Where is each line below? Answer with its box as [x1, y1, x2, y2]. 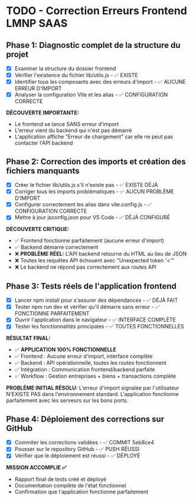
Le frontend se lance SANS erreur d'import [14, 121, 119, 128]
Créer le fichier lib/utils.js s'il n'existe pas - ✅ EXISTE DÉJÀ [14, 182, 158, 189]
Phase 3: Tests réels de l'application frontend [6, 281, 177, 291]
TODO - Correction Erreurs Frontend [6, 4, 188, 18]
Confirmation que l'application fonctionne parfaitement [14, 488, 149, 496]
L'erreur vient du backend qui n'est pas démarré [14, 127, 132, 134]
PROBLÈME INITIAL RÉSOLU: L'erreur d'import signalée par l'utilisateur [6, 384, 179, 391]
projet [6, 49, 29, 60]
